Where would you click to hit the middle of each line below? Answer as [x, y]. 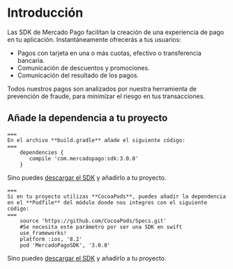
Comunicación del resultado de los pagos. [78, 75]
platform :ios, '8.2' [51, 239]
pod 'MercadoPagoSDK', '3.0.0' [65, 245]
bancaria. [31, 60]
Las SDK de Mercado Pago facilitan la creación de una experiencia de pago [116, 32]
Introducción [45, 13]
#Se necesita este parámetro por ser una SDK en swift [101, 227]
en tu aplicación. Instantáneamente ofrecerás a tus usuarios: [94, 39]
